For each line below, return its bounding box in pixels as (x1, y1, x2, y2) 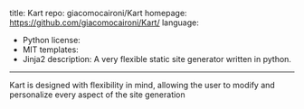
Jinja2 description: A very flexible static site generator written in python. (22, 54, 292, 64)
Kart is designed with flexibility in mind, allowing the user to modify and (9, 80, 276, 90)
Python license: (22, 35, 81, 45)
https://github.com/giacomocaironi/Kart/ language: (9, 17, 199, 28)
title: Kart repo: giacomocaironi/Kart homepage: (9, 8, 187, 18)
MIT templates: (22, 44, 79, 55)
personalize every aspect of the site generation (9, 89, 185, 100)
